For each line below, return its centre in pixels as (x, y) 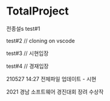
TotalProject (37, 11)
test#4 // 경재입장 (27, 66)
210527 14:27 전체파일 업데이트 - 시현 (51, 79)
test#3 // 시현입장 (27, 53)
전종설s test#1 (23, 28)
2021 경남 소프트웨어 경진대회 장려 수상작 (55, 91)
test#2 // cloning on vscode (41, 41)
